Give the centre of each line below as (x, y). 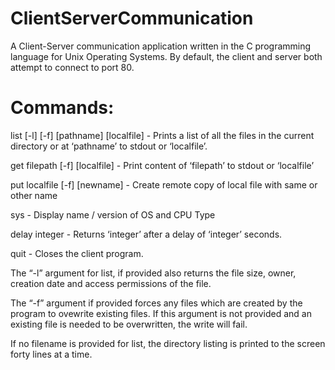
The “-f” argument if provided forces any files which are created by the (156, 303)
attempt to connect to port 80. (72, 67)
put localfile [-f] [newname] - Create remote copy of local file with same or (164, 184)
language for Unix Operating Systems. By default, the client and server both (166, 56)
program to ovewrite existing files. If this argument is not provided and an (161, 313)
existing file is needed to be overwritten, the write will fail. (129, 324)
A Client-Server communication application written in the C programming (161, 46)
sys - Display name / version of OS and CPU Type (113, 214)
